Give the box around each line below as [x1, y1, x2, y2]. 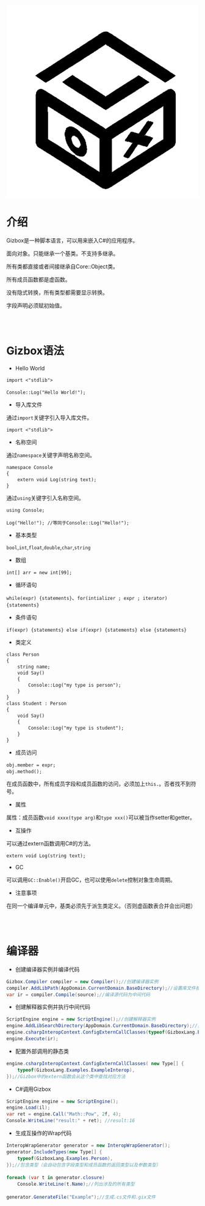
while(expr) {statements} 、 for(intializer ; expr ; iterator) [6, 594, 168, 601]
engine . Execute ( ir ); [6, 1036, 59, 1042]
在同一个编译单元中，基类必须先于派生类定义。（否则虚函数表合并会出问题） [6, 902, 196, 909]
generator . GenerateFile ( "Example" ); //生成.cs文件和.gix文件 [6, 1194, 156, 1200]
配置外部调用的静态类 [15, 1047, 69, 1055]
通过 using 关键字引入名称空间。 [6, 494, 84, 501]
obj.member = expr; [6, 762, 56, 768]
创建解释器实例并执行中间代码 [15, 1003, 90, 1011]
